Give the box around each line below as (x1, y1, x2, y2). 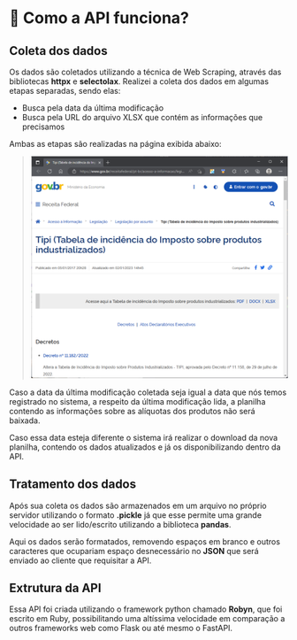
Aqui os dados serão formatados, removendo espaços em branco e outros (9, 536, 281, 547)
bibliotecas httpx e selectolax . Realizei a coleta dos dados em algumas (9, 76, 270, 87)
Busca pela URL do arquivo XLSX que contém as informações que (21, 112, 263, 122)
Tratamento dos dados (9, 477, 137, 492)
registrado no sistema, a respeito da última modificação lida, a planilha (9, 396, 266, 406)
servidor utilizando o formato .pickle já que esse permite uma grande (9, 509, 263, 520)
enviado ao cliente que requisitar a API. (9, 555, 152, 566)
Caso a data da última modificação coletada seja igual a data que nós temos (9, 387, 287, 397)
